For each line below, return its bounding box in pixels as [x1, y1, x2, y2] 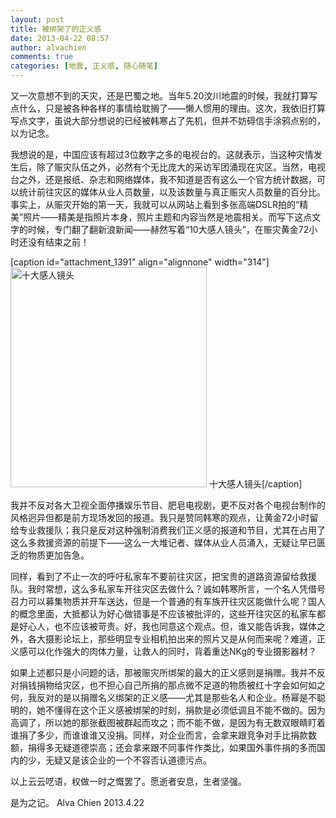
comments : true [10, 52, 74, 62]
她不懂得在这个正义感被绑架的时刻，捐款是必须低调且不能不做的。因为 [36, 704, 326, 716]
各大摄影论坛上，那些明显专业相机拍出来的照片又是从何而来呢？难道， [27, 633, 317, 645]
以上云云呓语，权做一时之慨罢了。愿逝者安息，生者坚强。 [10, 776, 247, 787]
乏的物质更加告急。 [10, 549, 90, 561]
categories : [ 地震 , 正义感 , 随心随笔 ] [10, 61, 158, 71]
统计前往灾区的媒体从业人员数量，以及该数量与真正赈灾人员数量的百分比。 [18, 186, 326, 198]
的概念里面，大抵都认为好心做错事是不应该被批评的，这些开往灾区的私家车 [10, 608, 317, 620]
